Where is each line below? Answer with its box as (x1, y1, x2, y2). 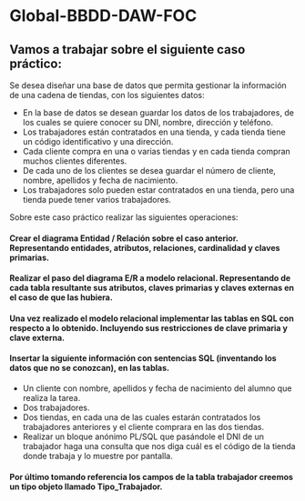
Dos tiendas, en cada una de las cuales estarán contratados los (22, 411, 261, 423)
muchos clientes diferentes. (22, 155, 127, 166)
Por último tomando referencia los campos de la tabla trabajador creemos (9, 471, 294, 482)
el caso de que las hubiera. (9, 292, 114, 303)
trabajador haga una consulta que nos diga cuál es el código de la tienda (22, 440, 296, 451)
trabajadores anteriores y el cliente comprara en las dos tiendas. (22, 421, 265, 432)
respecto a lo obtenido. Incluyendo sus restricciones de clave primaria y (9, 322, 289, 333)
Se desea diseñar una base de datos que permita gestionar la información (9, 80, 287, 91)
